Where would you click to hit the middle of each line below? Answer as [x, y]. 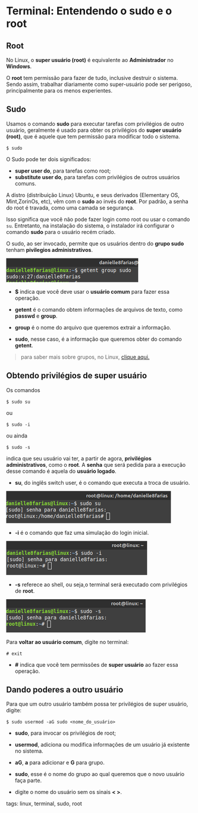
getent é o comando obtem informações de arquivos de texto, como [99, 309]
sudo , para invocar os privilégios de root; [65, 733]
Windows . [19, 66]
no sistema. [29, 751]
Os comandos [23, 390]
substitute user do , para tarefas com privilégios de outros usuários [97, 177]
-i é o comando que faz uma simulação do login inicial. [82, 532]
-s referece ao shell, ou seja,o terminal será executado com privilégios [101, 584]
